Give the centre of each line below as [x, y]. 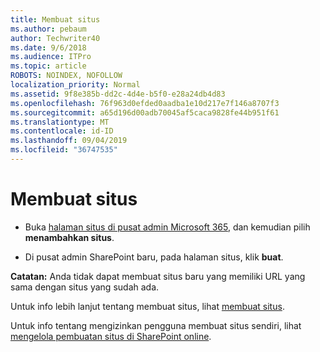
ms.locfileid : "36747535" [64, 150]
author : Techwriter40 [55, 38]
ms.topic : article [48, 66]
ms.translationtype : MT [60, 122]
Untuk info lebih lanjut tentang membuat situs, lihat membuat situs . [147, 306]
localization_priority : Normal [75, 85]
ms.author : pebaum [48, 29]
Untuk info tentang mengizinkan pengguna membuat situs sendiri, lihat [156, 325]
